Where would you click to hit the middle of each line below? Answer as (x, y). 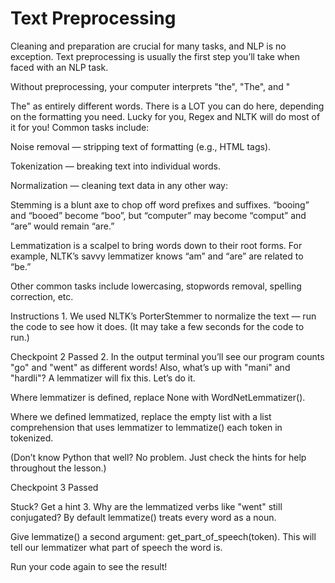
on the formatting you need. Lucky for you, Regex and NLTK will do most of (165, 116)
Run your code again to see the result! (89, 566)
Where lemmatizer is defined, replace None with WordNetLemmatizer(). (158, 397)
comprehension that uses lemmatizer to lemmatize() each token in (146, 427)
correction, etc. (42, 296)
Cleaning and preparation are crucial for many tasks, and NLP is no (148, 46)
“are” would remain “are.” (62, 226)
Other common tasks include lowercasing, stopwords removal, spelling (156, 286)
